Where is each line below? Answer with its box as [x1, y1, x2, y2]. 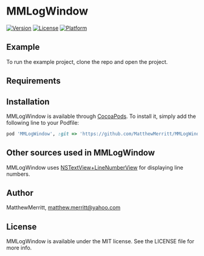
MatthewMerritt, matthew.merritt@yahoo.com [6, 204, 121, 211]
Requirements [6, 76, 61, 86]
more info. [6, 244, 32, 252]
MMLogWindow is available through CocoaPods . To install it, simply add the [6, 112, 196, 120]
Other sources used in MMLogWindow [6, 148, 155, 158]
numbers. [6, 170, 30, 178]
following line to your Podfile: [6, 119, 80, 126]
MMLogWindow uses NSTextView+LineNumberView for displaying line [6, 164, 184, 171]
